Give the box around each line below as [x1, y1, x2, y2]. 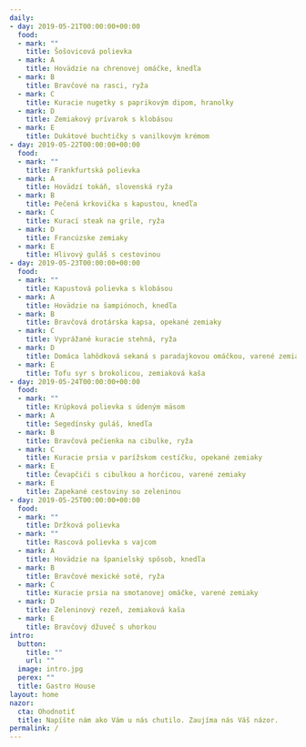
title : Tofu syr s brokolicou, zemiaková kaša [25, 368, 206, 378]
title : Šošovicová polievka [25, 47, 132, 56]
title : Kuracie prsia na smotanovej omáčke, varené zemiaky [25, 589, 259, 598]
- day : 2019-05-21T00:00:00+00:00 [9, 22, 141, 31]
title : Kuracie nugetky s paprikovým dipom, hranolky [25, 97, 234, 107]
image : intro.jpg [17, 665, 84, 674]
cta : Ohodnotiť [17, 707, 76, 716]
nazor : [9, 698, 35, 708]
